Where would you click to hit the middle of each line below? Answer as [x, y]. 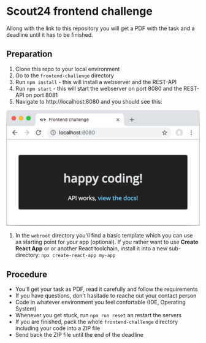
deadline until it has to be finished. [50, 34]
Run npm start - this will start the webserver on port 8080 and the [99, 88]
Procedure [27, 274]
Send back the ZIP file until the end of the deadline [79, 335]
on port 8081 [42, 95]
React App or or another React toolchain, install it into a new [91, 249]
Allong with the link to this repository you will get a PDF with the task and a [101, 28]
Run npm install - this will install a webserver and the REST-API [96, 82]
